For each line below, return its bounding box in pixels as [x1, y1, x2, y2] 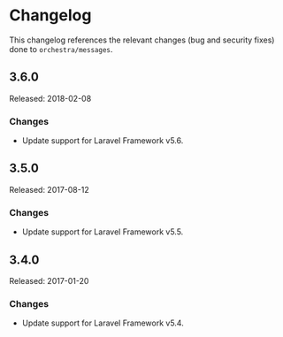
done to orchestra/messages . [9, 43, 113, 54]
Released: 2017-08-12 [9, 184, 90, 195]
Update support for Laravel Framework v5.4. [21, 318, 184, 328]
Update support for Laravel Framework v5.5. [21, 226, 184, 237]
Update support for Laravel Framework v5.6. [21, 135, 184, 146]
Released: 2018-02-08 [9, 93, 92, 103]
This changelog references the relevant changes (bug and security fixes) [9, 34, 275, 45]
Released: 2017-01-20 [9, 275, 89, 286]
